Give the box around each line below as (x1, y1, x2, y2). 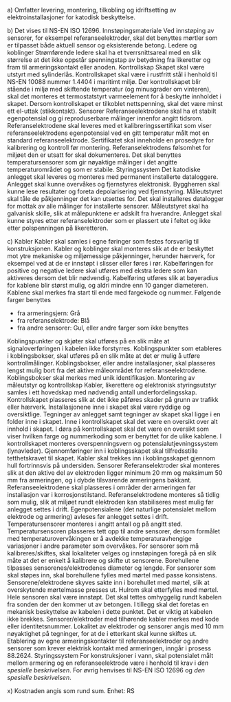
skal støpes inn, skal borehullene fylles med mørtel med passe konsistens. (7, 571, 218, 579)
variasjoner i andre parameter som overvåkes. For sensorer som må (7, 542, 199, 550)
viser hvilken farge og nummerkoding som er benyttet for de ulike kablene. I (7, 432, 222, 440)
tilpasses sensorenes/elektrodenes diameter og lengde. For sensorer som (7, 564, 217, 572)
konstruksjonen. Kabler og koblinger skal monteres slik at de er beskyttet (7, 244, 214, 253)
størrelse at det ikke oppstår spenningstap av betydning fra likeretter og (7, 56, 211, 64)
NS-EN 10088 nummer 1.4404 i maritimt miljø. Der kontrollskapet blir (7, 78, 201, 85)
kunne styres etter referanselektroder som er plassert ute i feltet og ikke (7, 217, 211, 224)
